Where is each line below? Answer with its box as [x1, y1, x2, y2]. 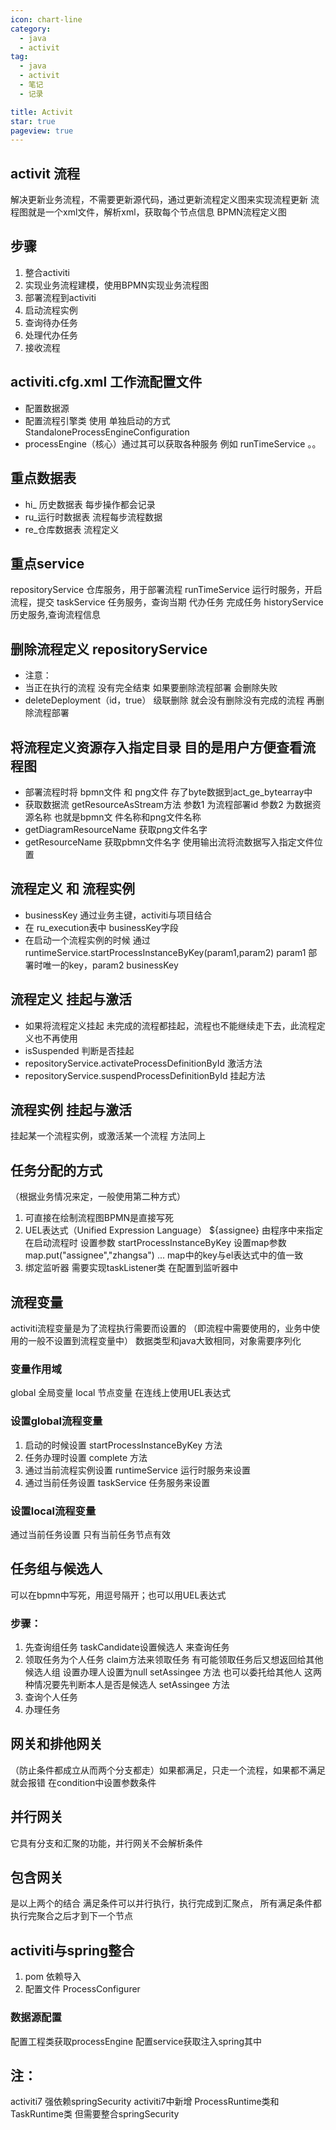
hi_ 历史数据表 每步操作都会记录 [24, 498, 156, 510]
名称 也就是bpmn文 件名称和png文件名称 [33, 811, 202, 823]
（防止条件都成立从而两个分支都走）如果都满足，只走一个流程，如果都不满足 [10, 1764, 326, 1776]
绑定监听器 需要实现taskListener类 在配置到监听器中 [24, 1262, 239, 1274]
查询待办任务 [24, 316, 78, 328]
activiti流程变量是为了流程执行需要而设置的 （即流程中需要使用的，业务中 [10, 1322, 312, 1334]
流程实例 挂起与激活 [10, 1101, 132, 1118]
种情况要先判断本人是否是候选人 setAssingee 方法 [24, 1679, 230, 1690]
